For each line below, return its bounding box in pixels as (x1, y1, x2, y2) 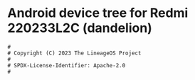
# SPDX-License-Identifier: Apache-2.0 (7, 62, 126, 69)
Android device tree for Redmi (7, 5, 189, 21)
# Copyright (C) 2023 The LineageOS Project (7, 50, 142, 57)
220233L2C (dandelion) (7, 20, 153, 36)
